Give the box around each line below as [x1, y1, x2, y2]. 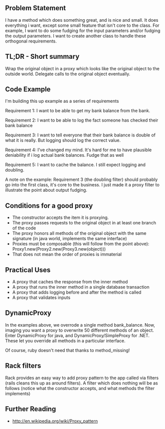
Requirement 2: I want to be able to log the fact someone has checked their [5, 117, 159, 123]
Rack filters [5, 362, 41, 370]
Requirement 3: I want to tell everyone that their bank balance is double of [5, 132, 156, 138]
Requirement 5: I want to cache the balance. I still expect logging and [5, 162, 146, 168]
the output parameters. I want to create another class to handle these [5, 33, 146, 39]
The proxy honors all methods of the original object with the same [12, 230, 147, 236]
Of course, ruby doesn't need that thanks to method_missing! [5, 347, 130, 353]
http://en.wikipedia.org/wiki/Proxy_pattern [12, 418, 98, 424]
